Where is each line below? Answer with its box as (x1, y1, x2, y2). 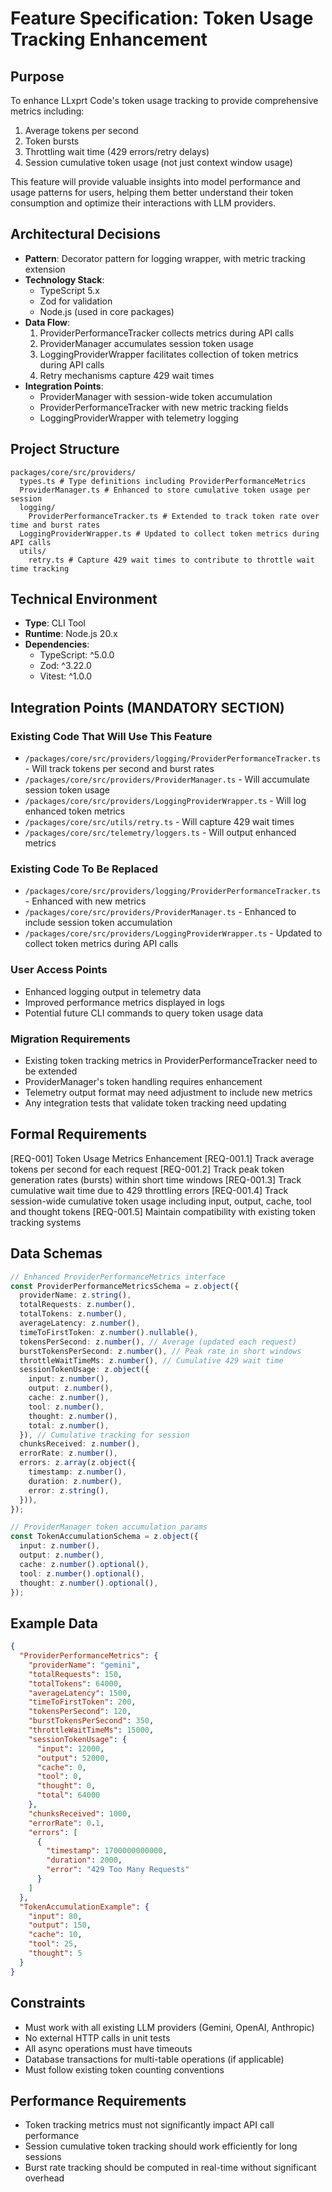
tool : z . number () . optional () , (19, 1568, 145, 1579)
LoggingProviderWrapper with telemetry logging (39, 412, 239, 424)
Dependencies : (24, 638, 90, 651)
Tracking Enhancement (10, 28, 208, 51)
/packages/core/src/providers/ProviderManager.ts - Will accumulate (24, 773, 311, 786)
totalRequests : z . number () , (19, 1300, 137, 1310)
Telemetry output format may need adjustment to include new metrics (24, 1087, 313, 1099)
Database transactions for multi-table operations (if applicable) (24, 2053, 285, 2065)
